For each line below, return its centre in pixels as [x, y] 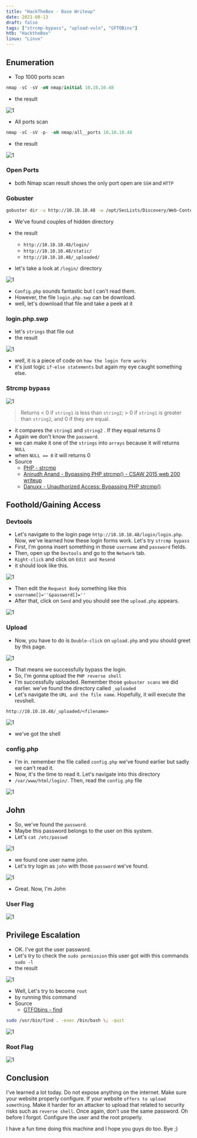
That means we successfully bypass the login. [71, 669]
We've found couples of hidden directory [64, 222]
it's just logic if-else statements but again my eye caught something [98, 367]
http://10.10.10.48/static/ [57, 251]
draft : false [22, 22]
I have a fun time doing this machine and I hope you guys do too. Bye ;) [92, 1129]
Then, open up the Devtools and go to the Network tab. [80, 553]
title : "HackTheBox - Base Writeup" [51, 11]
